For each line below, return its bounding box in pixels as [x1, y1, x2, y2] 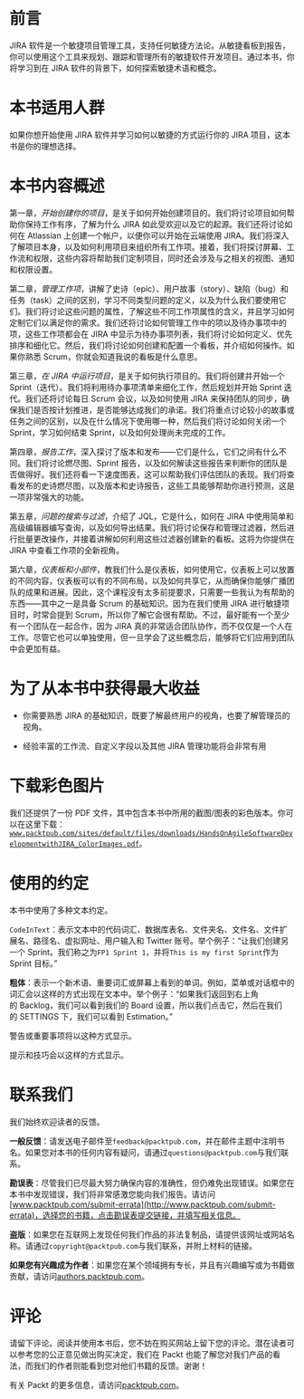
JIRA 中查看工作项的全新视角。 [9, 544, 125, 555]
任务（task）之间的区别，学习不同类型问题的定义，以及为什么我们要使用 [9, 294, 279, 305]
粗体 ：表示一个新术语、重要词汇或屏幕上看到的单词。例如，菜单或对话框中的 [9, 977, 295, 988]
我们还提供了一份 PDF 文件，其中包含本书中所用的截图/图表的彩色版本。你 [9, 807, 287, 818]
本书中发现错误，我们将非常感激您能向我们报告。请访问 [9, 1188, 215, 1200]
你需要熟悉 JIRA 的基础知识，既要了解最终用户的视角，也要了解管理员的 [22, 710, 291, 721]
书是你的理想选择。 [9, 140, 81, 151]
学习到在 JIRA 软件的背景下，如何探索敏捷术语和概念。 [16, 62, 222, 73]
